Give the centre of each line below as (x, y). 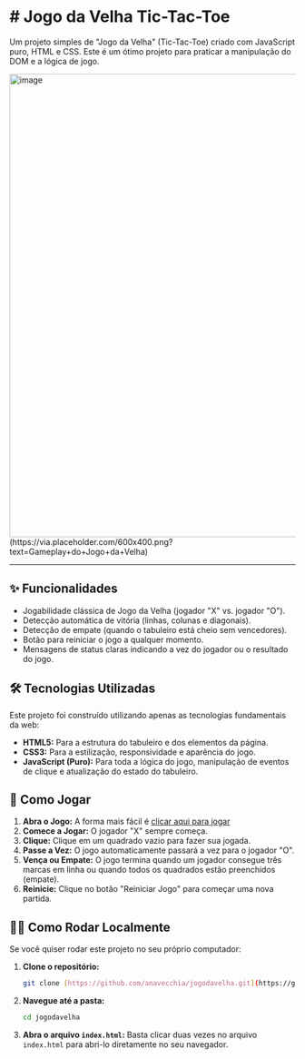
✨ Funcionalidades (64, 589)
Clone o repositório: (61, 967)
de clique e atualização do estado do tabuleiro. (110, 771)
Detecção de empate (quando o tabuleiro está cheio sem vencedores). (155, 629)
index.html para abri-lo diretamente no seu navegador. (125, 1044)
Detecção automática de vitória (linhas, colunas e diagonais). (137, 620)
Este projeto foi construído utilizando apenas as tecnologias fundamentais (148, 715)
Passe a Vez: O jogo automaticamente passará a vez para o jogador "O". (158, 850)
